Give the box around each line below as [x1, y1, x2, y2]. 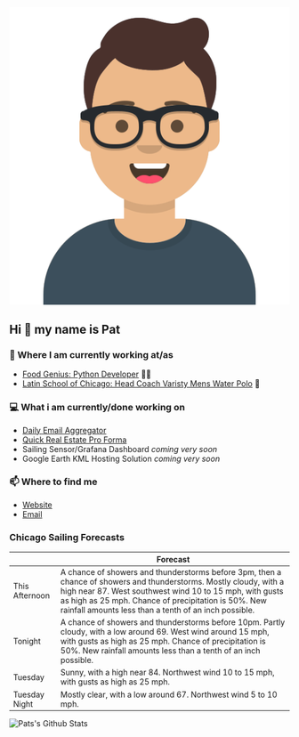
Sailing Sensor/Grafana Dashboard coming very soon [21, 443, 218, 454]
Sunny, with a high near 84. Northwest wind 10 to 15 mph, [61, 667, 275, 678]
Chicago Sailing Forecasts [9, 530, 125, 543]
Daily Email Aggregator [21, 425, 107, 435]
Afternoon [12, 590, 51, 601]
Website [21, 499, 53, 510]
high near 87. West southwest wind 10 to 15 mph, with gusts [61, 586, 284, 596]
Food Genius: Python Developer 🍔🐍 [21, 368, 152, 380]
